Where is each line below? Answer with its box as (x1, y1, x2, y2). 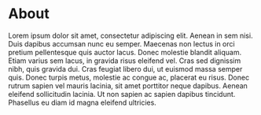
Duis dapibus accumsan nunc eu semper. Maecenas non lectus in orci (8, 39, 235, 48)
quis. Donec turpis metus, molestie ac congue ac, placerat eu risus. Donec (8, 72, 250, 82)
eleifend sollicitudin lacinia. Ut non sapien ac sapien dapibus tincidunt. (8, 89, 236, 98)
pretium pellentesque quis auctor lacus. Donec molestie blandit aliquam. (8, 47, 242, 57)
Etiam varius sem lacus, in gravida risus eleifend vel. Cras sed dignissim (8, 56, 241, 65)
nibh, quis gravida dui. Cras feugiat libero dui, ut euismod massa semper (8, 64, 243, 73)
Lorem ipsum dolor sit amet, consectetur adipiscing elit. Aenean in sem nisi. (8, 31, 253, 40)
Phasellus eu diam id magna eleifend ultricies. (8, 98, 157, 107)
